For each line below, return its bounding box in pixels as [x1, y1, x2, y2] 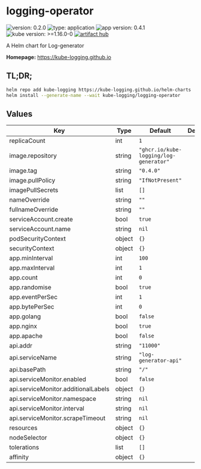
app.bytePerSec [9, 303, 55, 311]
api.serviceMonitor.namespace [9, 395, 97, 403]
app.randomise [9, 283, 52, 291]
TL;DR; [6, 71, 33, 81]
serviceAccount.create [9, 215, 73, 224]
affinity [9, 453, 29, 461]
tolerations [9, 443, 39, 452]
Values [6, 109, 33, 119]
